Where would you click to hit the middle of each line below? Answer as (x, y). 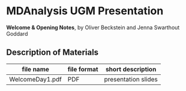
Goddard (17, 33)
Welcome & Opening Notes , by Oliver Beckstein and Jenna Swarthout (93, 27)
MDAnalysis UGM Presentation (85, 11)
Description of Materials (52, 53)
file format (83, 69)
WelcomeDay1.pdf (35, 79)
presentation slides (131, 79)
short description (131, 69)
